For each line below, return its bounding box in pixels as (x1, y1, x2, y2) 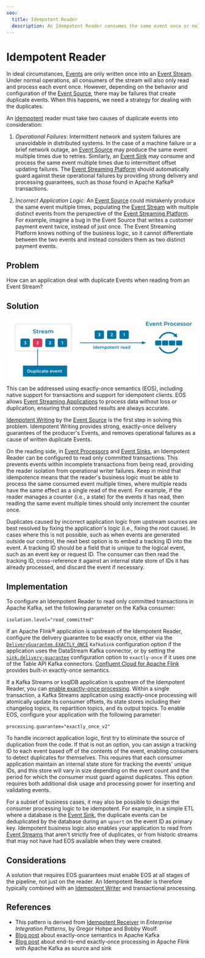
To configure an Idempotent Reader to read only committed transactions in (6, 598, 194, 605)
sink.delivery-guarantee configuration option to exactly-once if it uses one (6, 654, 196, 661)
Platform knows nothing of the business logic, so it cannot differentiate (15, 230, 193, 237)
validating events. (6, 786, 51, 794)
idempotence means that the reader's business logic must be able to (6, 473, 179, 481)
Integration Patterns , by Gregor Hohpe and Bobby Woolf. (15, 925, 159, 932)
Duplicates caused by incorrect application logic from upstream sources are (6, 518, 198, 526)
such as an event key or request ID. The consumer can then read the (6, 551, 179, 558)
